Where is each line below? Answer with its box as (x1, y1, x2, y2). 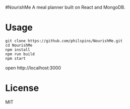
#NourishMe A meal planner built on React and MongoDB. (5, 5, 126, 10)
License (5, 82, 39, 94)
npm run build (5, 51, 35, 57)
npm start (5, 56, 26, 61)
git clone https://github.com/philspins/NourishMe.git (5, 38, 123, 43)
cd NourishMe (5, 43, 33, 48)
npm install (5, 47, 30, 52)
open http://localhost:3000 (5, 65, 61, 71)
